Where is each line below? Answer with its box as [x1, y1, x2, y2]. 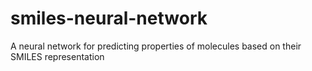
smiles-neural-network [10, 7, 208, 30]
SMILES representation [10, 50, 105, 62]
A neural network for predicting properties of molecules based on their [10, 40, 302, 52]
